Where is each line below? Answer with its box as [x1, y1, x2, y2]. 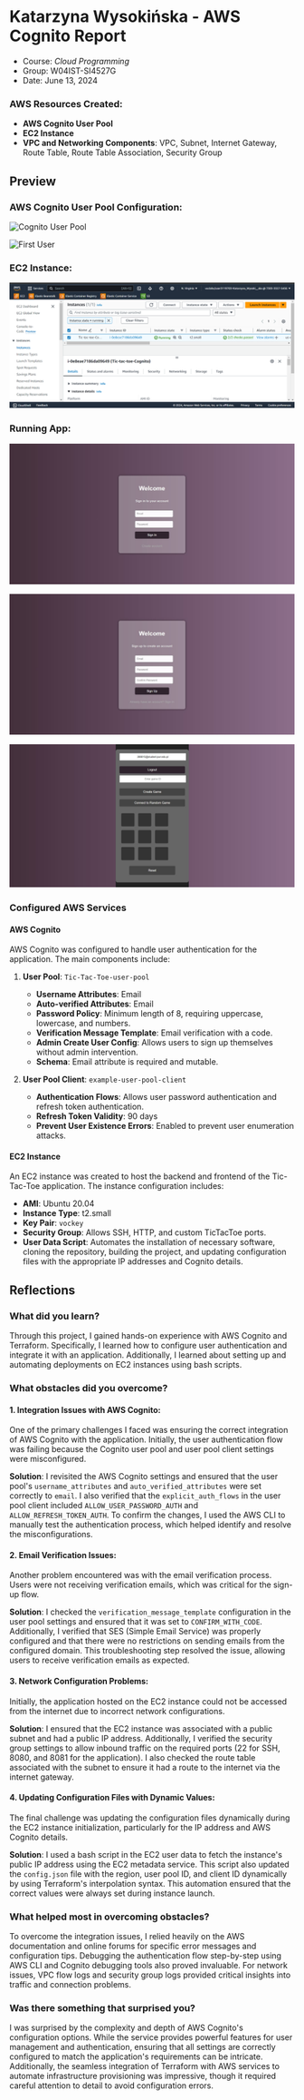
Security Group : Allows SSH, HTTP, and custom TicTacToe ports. [22, 1227, 267, 1238]
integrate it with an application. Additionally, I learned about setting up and [9, 1349, 287, 1360]
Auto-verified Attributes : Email [35, 998, 154, 1009]
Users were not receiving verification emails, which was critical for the [9, 1579, 271, 1590]
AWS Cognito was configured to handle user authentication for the [9, 944, 258, 955]
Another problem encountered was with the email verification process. [9, 1570, 272, 1581]
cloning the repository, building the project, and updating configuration [22, 1246, 287, 1258]
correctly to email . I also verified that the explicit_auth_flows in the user [9, 1490, 281, 1501]
